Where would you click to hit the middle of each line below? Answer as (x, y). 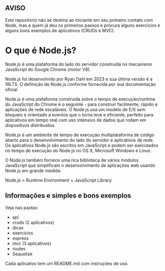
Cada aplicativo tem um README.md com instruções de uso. (67, 263)
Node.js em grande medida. (33, 170)
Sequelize (22, 254)
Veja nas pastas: (22, 207)
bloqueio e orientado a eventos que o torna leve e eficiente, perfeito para (79, 115)
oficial (11, 89)
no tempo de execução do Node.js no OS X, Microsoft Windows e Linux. (78, 151)
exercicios (23, 233)
